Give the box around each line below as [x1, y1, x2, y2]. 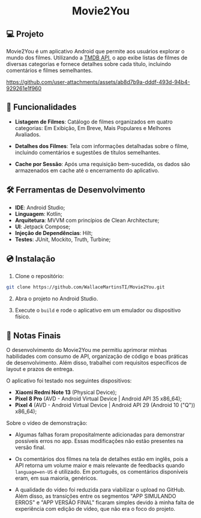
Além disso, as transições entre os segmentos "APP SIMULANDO [14, 493, 176, 500]
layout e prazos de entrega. [6, 366, 74, 373]
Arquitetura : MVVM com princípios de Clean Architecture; [14, 216, 160, 224]
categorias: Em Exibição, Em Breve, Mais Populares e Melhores [14, 124, 171, 131]
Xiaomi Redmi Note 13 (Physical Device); [14, 389, 117, 396]
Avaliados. [14, 131, 41, 138]
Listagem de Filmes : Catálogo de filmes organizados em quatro [14, 118, 173, 125]
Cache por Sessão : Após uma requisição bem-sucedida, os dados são [14, 160, 190, 167]
